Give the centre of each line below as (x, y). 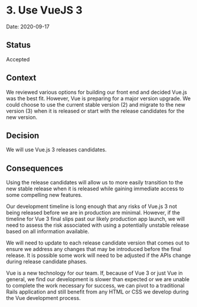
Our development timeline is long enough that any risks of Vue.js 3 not (92, 206)
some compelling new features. (44, 195)
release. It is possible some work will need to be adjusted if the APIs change (98, 255)
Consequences (35, 168)
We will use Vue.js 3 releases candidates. (57, 150)
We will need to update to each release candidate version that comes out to (98, 243)
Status (19, 45)
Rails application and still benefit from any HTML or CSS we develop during (97, 292)
